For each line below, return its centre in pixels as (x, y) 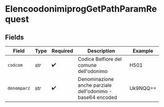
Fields (15, 37)
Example (143, 51)
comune (87, 65)
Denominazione (96, 79)
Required (62, 51)
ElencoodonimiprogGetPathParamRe (81, 9)
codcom (15, 65)
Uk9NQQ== (143, 88)
